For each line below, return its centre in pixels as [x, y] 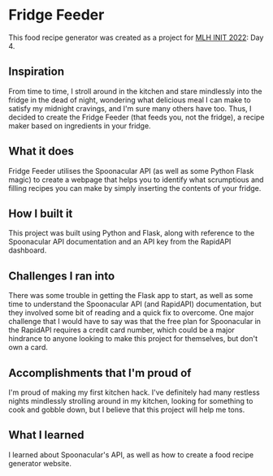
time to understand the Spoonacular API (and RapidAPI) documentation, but [135, 304]
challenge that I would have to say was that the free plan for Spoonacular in [135, 322]
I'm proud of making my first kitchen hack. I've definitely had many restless [134, 392]
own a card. [28, 348]
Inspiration [37, 72]
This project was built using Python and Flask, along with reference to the [132, 233]
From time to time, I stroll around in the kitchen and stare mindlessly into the [135, 91]
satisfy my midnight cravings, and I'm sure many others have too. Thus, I [130, 108]
